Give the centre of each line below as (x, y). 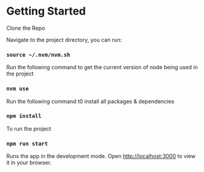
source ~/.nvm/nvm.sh (38, 55)
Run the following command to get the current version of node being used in (102, 67)
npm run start (27, 143)
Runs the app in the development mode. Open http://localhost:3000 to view (101, 156)
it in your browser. (29, 163)
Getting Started (46, 11)
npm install (24, 116)
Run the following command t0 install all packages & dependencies (90, 101)
